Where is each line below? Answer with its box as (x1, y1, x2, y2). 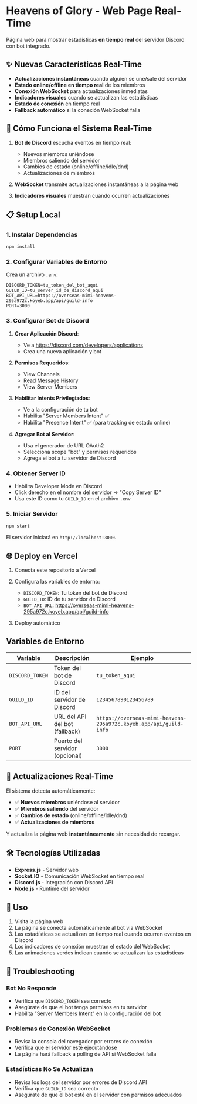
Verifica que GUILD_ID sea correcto (14, 1085, 98, 1092)
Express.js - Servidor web (14, 867, 79, 874)
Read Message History (23, 377, 79, 384)
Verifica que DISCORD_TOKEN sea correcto (14, 997, 112, 1004)
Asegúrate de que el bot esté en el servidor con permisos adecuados (14, 1091, 182, 1098)
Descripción (55, 654, 90, 662)
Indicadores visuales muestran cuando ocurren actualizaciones (14, 192, 170, 199)
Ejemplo (130, 654, 154, 662)
